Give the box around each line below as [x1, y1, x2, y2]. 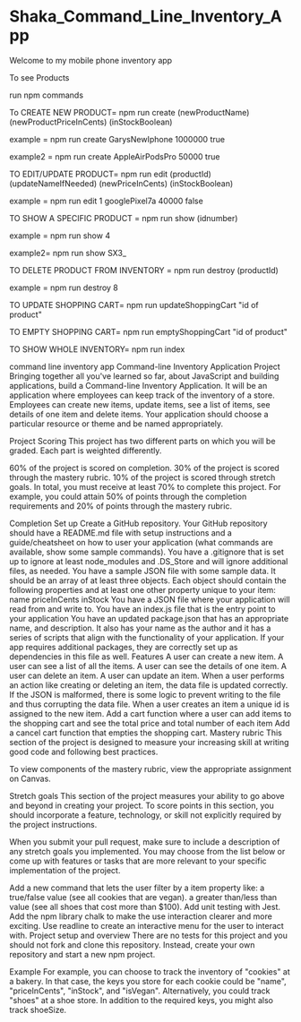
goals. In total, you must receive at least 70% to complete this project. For [9, 481, 281, 492]
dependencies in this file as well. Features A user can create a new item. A [9, 651, 284, 662]
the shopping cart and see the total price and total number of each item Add [9, 717, 290, 728]
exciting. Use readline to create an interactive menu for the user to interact [9, 920, 284, 931]
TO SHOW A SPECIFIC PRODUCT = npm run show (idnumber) [9, 212, 238, 223]
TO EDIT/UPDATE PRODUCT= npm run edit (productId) [9, 168, 212, 179]
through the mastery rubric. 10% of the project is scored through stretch [9, 472, 276, 483]
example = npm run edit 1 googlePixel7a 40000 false [9, 195, 203, 206]
